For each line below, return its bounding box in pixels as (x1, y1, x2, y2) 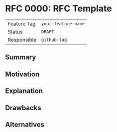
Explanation (5, 87, 43, 95)
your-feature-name (41, 21, 85, 26)
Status (7, 28, 23, 35)
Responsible (7, 36, 36, 43)
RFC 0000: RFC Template (5, 3, 112, 14)
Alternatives (5, 120, 45, 129)
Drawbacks (5, 103, 41, 112)
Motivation (5, 70, 40, 78)
